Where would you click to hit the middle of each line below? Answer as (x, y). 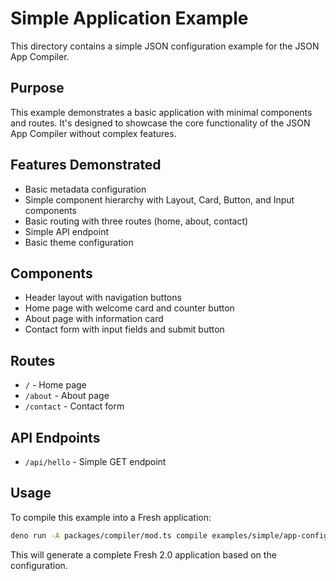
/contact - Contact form (74, 406)
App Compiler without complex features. (93, 133)
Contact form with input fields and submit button (124, 329)
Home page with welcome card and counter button (129, 308)
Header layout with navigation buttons (103, 298)
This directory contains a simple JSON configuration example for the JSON (165, 46)
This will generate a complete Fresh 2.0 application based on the (143, 554)
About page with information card (94, 319)
